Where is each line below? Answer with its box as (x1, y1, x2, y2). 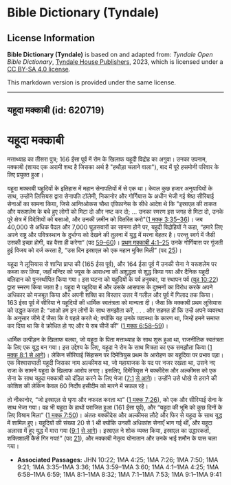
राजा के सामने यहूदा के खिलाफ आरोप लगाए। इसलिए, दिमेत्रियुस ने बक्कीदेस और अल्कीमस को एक (7, 366, 217, 375)
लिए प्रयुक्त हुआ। (7, 170, 44, 179)
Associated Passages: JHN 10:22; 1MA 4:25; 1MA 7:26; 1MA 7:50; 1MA (16, 455, 219, 464)
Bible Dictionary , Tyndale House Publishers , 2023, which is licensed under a (7, 58, 223, 66)
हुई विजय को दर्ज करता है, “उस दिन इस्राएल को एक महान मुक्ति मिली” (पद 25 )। (7, 246, 182, 255)
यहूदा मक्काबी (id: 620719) (7, 104, 104, 116)
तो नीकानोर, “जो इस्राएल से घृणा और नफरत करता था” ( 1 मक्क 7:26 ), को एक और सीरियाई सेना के (7, 396, 223, 404)
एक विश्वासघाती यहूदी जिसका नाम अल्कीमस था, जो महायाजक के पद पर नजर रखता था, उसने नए (7, 359, 216, 367)
